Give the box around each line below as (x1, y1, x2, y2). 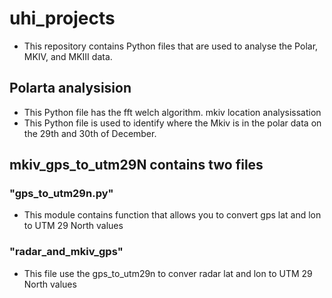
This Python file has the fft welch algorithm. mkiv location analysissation (23, 106, 322, 118)
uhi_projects (9, 7, 116, 30)
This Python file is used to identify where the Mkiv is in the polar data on (23, 117, 322, 129)
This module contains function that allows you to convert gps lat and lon (23, 209, 322, 221)
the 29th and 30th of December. (23, 127, 157, 139)
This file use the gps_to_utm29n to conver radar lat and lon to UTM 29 (23, 267, 313, 279)
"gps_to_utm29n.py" (9, 187, 114, 201)
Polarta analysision (9, 80, 132, 97)
